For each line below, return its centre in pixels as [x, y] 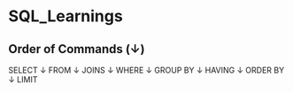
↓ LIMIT [23, 80]
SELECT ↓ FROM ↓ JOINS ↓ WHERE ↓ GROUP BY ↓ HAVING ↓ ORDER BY [146, 70]
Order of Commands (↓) [77, 49]
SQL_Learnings [66, 16]
